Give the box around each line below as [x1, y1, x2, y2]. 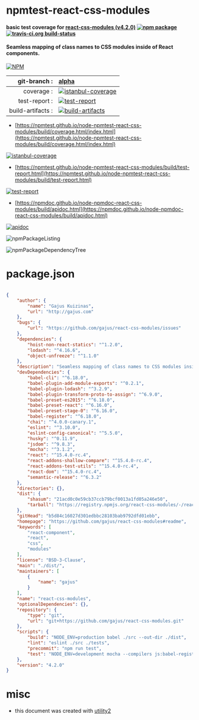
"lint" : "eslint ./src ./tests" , [27, 640, 110, 646]
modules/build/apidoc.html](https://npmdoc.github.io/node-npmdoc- [14, 206, 184, 213]
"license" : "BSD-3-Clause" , [17, 557, 86, 563]
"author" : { [17, 298, 46, 304]
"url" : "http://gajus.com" [27, 308, 94, 315]
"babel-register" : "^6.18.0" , [27, 413, 102, 419]
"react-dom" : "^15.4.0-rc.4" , [27, 469, 102, 475]
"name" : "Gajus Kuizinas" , [27, 303, 94, 309]
